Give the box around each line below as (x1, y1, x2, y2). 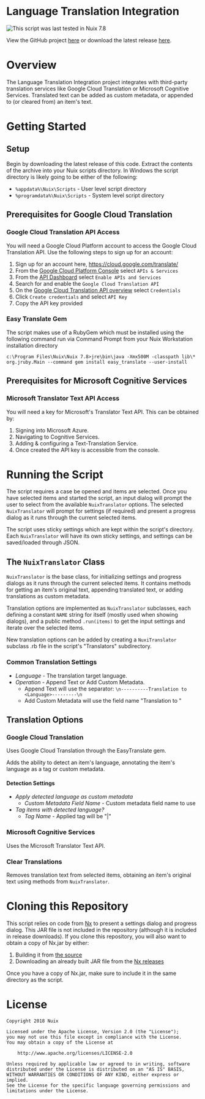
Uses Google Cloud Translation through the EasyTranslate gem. (6, 747, 166, 754)
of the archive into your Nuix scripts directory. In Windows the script (6, 166, 179, 174)
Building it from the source (15, 951, 83, 959)
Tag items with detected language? (15, 806, 105, 813)
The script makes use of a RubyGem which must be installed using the (6, 329, 184, 336)
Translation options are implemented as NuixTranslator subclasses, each (6, 604, 191, 612)
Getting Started (6, 120, 87, 133)
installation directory (6, 342, 58, 349)
